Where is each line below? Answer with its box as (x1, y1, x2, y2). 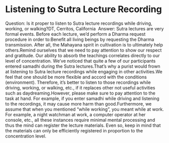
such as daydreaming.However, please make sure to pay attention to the (5, 90, 155, 96)
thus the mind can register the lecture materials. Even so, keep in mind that (5, 122, 161, 128)
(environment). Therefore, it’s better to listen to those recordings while (5, 79, 151, 85)
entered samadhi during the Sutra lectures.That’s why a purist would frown (5, 63, 160, 69)
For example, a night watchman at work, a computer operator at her (5, 111, 146, 117)
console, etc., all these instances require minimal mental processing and (5, 117, 155, 123)
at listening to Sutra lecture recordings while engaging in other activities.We (5, 68, 163, 74)
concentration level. (5, 133, 46, 139)
